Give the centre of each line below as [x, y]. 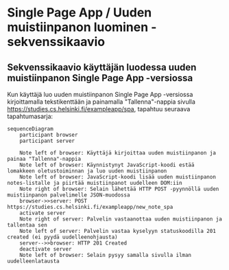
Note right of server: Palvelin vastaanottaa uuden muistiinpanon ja [121, 219]
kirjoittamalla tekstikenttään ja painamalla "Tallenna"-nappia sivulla [101, 102]
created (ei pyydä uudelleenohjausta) [62, 237]
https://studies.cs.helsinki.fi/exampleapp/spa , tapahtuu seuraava [99, 109]
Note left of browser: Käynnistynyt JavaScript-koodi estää [107, 165]
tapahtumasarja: [30, 116]
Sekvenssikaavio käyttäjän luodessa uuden [102, 67]
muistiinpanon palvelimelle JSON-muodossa [69, 195]
